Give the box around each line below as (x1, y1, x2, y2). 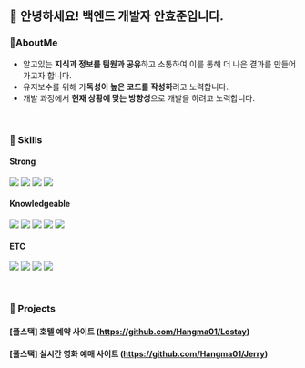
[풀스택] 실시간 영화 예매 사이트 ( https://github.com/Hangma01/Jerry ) (9, 349, 269, 360)
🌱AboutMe (9, 36, 58, 49)
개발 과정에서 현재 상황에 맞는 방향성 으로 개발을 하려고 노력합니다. (22, 92, 255, 103)
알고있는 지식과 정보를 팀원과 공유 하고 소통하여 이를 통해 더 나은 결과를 (22, 58, 272, 69)
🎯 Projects (9, 302, 56, 315)
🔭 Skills (9, 133, 43, 146)
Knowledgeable (9, 199, 71, 210)
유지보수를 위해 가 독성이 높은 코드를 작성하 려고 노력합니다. (22, 81, 229, 92)
